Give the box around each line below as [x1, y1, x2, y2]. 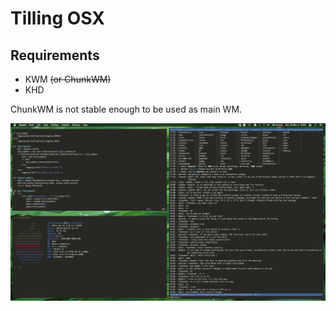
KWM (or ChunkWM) [24, 73, 112, 85]
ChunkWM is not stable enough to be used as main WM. [10, 103, 243, 115]
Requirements [10, 47, 100, 64]
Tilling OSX [10, 7, 106, 30]
